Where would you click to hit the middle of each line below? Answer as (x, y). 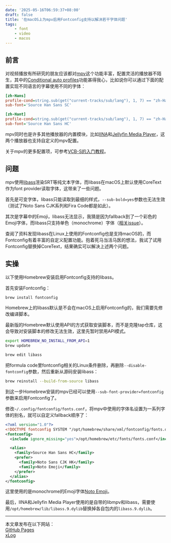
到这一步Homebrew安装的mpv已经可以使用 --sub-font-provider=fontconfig (84, 391)
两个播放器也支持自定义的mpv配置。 (43, 140)
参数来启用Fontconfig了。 (32, 398)
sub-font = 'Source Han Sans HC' (38, 124)
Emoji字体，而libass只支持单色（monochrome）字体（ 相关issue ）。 (76, 223)
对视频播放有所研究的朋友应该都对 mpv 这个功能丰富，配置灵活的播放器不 (81, 73)
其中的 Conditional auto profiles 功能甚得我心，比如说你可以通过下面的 (87, 80)
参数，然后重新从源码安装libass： (63, 372)
